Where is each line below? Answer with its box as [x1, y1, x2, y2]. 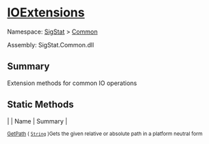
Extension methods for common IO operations [7, 79, 137, 87]
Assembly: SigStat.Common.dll [7, 40, 95, 49]
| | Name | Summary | [7, 117, 68, 125]
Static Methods [7, 99, 74, 110]
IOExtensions [7, 5, 85, 21]
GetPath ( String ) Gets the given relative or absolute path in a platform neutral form [7, 130, 203, 137]
